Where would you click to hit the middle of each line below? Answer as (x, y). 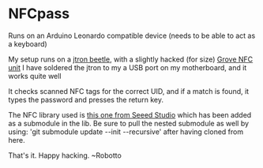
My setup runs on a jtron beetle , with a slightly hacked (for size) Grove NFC (131, 59)
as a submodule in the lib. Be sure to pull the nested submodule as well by (129, 123)
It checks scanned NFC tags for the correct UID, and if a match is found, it (129, 91)
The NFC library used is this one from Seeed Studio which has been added (130, 114)
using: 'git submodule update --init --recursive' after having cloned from (126, 132)
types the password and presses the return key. (86, 99)
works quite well (35, 76)
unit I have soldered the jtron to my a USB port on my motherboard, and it (128, 67)
